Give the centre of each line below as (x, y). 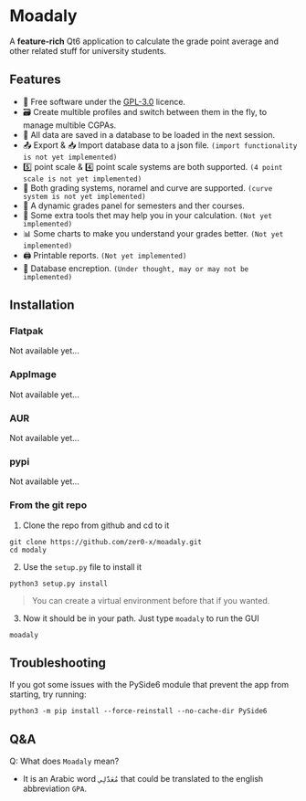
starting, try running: (48, 694)
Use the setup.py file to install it (82, 566)
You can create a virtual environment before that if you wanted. (151, 600)
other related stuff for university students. (88, 50)
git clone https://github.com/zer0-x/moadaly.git (106, 542)
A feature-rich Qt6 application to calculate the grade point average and (144, 41)
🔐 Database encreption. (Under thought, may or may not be (136, 268)
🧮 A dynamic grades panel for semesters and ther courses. (133, 206)
